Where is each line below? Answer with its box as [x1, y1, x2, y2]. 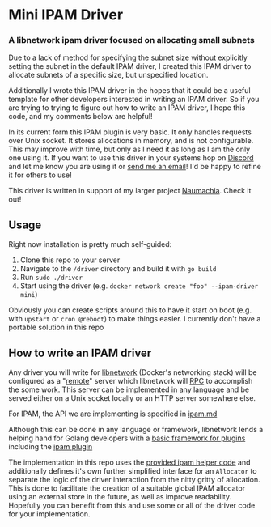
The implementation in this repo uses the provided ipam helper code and [8, 457, 251, 467]
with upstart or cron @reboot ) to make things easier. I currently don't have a [8, 314, 261, 324]
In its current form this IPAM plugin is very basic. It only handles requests [8, 127, 252, 137]
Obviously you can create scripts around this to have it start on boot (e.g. [8, 305, 252, 315]
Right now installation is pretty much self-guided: [8, 240, 172, 249]
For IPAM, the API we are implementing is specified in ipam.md [8, 409, 218, 419]
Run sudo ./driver [19, 273, 83, 283]
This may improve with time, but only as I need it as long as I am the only [8, 144, 251, 155]
